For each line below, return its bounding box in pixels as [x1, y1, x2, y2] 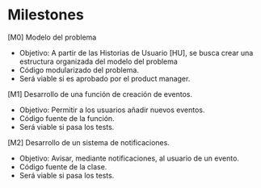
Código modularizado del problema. [19, 65, 139, 74]
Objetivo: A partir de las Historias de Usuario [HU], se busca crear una [19, 48, 254, 57]
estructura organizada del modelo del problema [19, 56, 179, 66]
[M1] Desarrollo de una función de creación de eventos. [7, 89, 193, 98]
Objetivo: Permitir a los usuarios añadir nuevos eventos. [19, 105, 205, 115]
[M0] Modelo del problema [7, 32, 97, 42]
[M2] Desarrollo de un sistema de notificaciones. [7, 137, 170, 147]
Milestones [7, 6, 84, 24]
